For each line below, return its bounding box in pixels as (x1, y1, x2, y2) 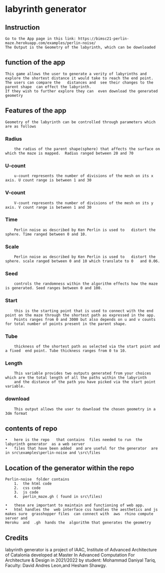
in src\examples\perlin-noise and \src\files (5, 450, 100, 455)
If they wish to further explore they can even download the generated (5, 88, 158, 93)
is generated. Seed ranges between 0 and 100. (5, 286, 103, 291)
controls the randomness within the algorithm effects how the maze (14, 281, 158, 286)
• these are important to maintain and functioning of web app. (5, 503, 145, 508)
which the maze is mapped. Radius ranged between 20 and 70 (5, 151, 134, 156)
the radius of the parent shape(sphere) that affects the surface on (14, 146, 161, 151)
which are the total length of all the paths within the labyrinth (5, 375, 147, 380)
